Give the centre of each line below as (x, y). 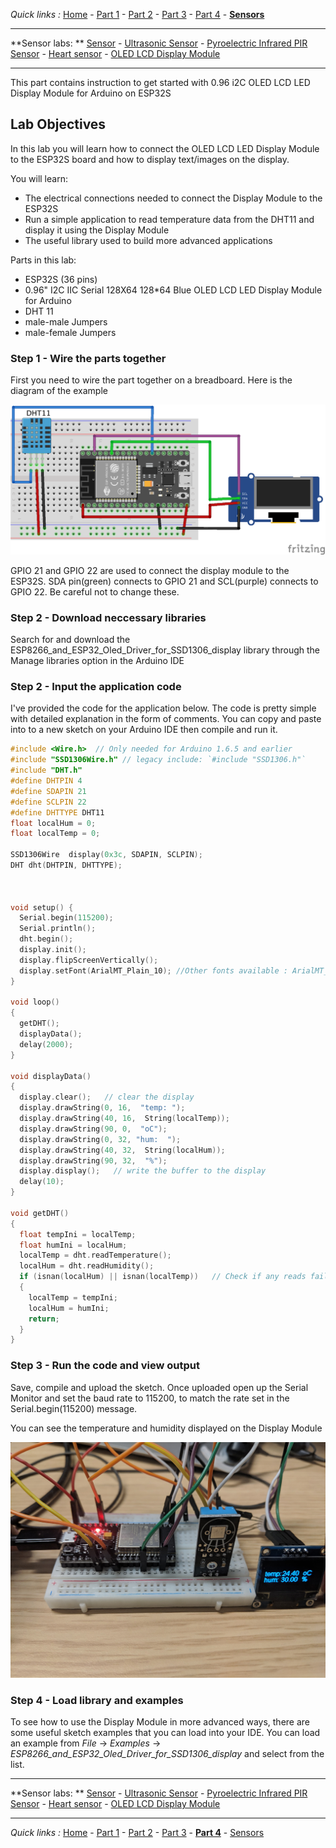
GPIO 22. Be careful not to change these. (95, 591)
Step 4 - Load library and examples (97, 1700)
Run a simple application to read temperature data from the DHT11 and (169, 219)
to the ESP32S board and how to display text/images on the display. (150, 159)
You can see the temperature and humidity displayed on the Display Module (166, 1428)
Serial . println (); (58, 929)
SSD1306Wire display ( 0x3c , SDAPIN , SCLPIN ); (106, 855)
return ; (44, 1319)
